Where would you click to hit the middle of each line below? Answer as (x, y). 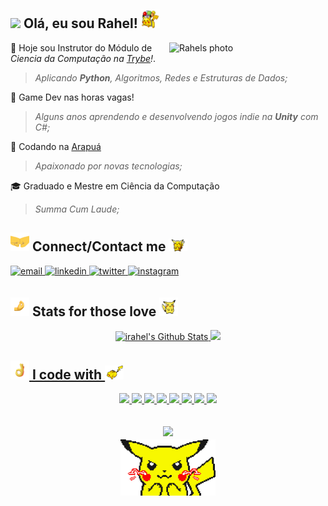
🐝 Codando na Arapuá (56, 146)
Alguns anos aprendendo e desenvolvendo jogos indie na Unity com (176, 116)
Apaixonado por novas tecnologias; (108, 166)
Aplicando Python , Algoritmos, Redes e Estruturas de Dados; (161, 77)
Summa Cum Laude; (77, 209)
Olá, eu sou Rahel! (80, 23)
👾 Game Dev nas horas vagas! (72, 97)
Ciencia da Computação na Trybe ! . (83, 58)
